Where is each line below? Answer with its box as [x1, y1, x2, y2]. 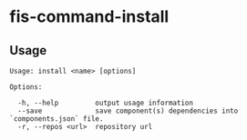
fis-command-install [9, 6, 170, 27]
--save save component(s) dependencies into [17, 106, 239, 115]
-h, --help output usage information [17, 98, 194, 107]
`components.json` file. [9, 115, 104, 124]
